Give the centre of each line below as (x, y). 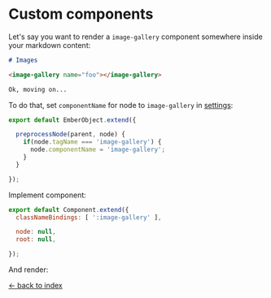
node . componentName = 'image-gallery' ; (97, 150)
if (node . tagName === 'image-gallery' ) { (92, 142)
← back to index (35, 286)
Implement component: (48, 195)
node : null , (36, 232)
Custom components (81, 14)
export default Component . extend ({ (69, 209)
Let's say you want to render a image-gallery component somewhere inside (135, 37)
